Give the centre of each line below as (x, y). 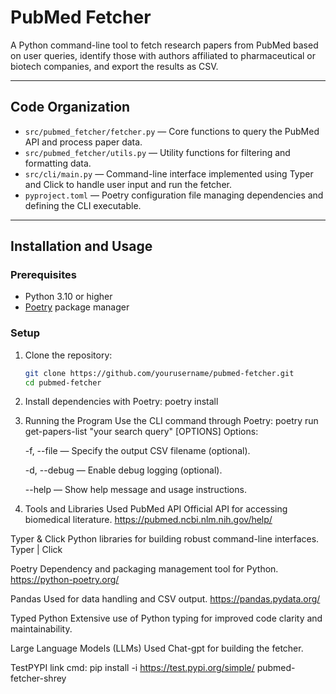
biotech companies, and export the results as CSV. (114, 66)
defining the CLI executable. (83, 205)
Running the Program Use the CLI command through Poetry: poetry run (171, 421)
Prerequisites (43, 275)
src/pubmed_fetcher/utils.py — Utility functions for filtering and (157, 152)
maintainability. (41, 629)
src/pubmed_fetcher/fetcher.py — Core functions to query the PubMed (172, 131)
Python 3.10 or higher (68, 297)
